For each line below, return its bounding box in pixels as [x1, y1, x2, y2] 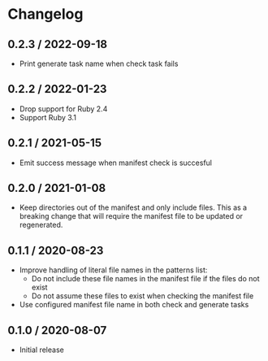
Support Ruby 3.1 [19, 112, 76, 122]
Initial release [19, 345, 64, 354]
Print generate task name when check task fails [19, 59, 179, 68]
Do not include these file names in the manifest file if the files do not [31, 274, 260, 284]
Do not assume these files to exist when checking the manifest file [31, 291, 254, 301]
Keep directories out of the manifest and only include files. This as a [19, 202, 248, 212]
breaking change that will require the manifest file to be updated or [19, 211, 244, 221]
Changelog [7, 5, 84, 24]
